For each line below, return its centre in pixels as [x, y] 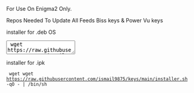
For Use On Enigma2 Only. [39, 9]
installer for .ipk [26, 63]
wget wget [21, 74]
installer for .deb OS [31, 32]
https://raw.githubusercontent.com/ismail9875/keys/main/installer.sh [97, 79]
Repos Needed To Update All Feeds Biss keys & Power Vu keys [85, 20]
